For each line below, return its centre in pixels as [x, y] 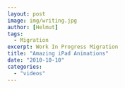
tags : [15, 34]
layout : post [26, 14]
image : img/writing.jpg [42, 21]
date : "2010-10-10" [36, 60]
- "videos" [30, 73]
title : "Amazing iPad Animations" [58, 54]
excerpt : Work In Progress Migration [63, 47]
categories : [25, 67]
